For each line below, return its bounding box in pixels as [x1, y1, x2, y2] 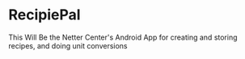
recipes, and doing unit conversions [8, 40, 128, 50]
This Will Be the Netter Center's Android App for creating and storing [8, 32, 238, 42]
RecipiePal [8, 6, 81, 24]
